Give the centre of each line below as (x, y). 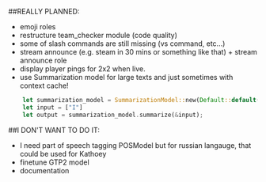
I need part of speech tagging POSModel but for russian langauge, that (135, 145)
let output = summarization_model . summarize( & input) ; (113, 115)
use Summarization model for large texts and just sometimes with (126, 77)
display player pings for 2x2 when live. (83, 69)
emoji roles (38, 27)
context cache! (44, 85)
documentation (44, 170)
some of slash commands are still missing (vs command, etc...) (122, 44)
